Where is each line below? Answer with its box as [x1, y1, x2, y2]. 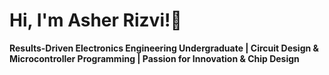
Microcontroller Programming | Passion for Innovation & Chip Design [9, 52, 300, 64]
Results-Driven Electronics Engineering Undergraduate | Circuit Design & [9, 42, 319, 54]
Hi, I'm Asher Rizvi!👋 [9, 9, 182, 32]
